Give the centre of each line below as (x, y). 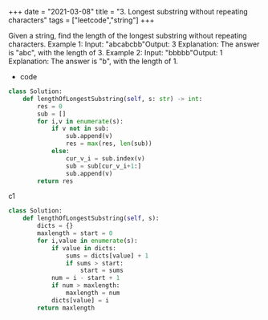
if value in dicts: (83, 248)
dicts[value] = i (80, 300)
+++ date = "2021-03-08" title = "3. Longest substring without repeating (128, 12)
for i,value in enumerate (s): (87, 241)
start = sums (102, 271)
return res (55, 181)
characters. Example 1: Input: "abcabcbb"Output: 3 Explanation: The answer (134, 44)
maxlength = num (93, 293)
